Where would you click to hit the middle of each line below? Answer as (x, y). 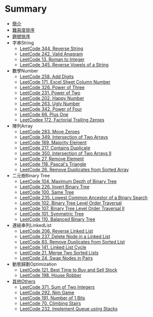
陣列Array (22, 126)
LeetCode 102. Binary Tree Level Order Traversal (71, 203)
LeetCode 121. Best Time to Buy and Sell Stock (68, 270)
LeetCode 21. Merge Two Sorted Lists (59, 252)
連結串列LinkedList (32, 225)
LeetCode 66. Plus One (44, 114)
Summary (26, 9)
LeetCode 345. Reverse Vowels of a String (64, 65)
